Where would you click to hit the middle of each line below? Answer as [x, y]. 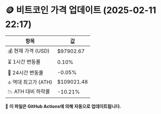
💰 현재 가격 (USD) [29, 50]
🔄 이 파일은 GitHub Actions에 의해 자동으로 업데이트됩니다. [63, 106]
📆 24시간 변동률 [26, 72]
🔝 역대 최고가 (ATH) [30, 82]
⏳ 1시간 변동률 [24, 61]
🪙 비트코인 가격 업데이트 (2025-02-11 [81, 10]
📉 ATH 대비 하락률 [29, 91]
